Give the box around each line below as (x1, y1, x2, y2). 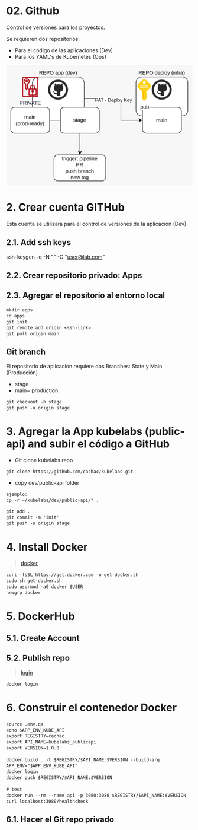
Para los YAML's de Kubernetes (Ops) (14, 53, 107, 60)
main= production (14, 387, 59, 394)
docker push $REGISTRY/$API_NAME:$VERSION (6, 774, 112, 781)
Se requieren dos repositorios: (6, 35, 80, 42)
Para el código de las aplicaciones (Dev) (14, 46, 113, 54)
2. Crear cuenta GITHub (6, 201, 125, 214)
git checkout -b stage (6, 399, 62, 405)
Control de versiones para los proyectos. (6, 24, 105, 31)
